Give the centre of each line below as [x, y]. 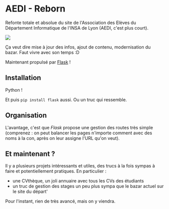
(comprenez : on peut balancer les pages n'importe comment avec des [79, 133]
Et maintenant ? [30, 154]
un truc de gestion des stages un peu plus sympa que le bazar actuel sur [88, 186]
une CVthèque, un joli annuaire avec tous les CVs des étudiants [78, 181]
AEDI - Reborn [35, 9]
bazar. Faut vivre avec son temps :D [42, 52]
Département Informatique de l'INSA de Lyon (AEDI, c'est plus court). [77, 28]
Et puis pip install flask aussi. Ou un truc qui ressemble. [66, 99]
